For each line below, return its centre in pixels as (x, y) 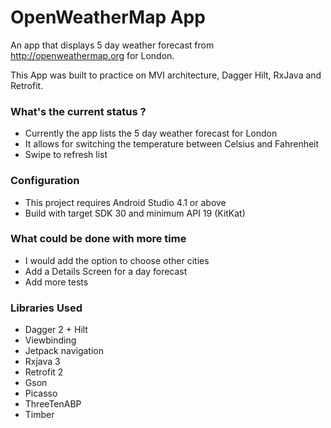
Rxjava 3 (42, 362)
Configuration (45, 181)
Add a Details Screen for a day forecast (106, 271)
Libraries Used (46, 308)
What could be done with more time (98, 239)
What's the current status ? (78, 111)
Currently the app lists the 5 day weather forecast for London (151, 133)
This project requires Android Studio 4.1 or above (125, 202)
